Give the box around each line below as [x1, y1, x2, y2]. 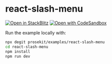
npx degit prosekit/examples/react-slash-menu [5, 39, 105, 45]
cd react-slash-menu [5, 44, 49, 49]
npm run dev [5, 54, 30, 59]
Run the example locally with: [5, 29, 67, 36]
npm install [5, 49, 30, 54]
